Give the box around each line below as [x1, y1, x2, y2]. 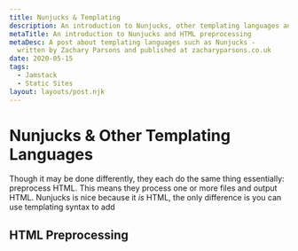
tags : [9, 63, 29, 72]
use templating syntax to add [9, 201, 115, 213]
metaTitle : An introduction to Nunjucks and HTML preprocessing [9, 29, 252, 38]
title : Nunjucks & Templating [9, 12, 122, 22]
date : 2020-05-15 [9, 54, 74, 63]
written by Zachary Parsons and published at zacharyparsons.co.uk [17, 46, 272, 55]
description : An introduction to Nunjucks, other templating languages [9, 21, 279, 30]
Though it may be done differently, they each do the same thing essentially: [9, 174, 286, 184]
